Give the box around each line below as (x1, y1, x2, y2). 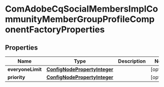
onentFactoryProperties (5, 24, 105, 35)
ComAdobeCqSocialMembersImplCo (5, 3, 158, 15)
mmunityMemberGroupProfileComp (5, 14, 155, 25)
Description (118, 58, 146, 64)
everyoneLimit (7, 66, 42, 72)
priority (7, 74, 25, 81)
